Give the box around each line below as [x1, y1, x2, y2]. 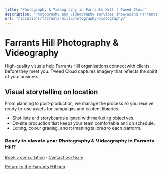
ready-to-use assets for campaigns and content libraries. [5, 106, 120, 111]
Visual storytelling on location [5, 88, 98, 96]
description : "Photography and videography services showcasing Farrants [5, 12, 158, 16]
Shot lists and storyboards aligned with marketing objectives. [12, 115, 135, 121]
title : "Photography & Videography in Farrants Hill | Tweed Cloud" [5, 7, 147, 12]
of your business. [5, 74, 40, 79]
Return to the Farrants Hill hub [5, 164, 66, 170]
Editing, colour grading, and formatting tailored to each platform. [12, 126, 142, 131]
